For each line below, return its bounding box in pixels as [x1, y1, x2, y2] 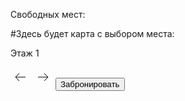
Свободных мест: [10, 9, 86, 20]
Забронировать [59, 79, 120, 89]
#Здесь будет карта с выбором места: [10, 28, 175, 39]
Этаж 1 [10, 47, 40, 59]
